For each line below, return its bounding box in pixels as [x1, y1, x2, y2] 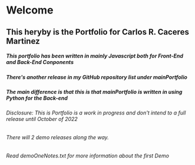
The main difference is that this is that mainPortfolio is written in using [6, 88, 183, 95]
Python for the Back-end [6, 95, 68, 102]
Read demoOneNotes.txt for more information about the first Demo [6, 152, 170, 159]
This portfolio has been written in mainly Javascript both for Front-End [6, 52, 184, 59]
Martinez [6, 36, 40, 46]
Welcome [6, 4, 54, 17]
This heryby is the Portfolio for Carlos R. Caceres [6, 27, 190, 37]
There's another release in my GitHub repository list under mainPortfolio [6, 73, 187, 80]
